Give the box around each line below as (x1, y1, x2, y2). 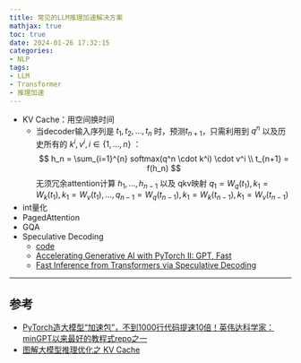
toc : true (9, 30, 47, 39)
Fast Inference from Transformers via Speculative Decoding (35, 260, 257, 271)
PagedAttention (21, 212, 81, 223)
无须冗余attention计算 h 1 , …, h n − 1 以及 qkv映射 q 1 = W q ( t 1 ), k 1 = (35, 177, 269, 191)
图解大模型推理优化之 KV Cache (21, 344, 141, 355)
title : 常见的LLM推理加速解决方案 (9, 13, 124, 22)
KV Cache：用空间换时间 (21, 114, 115, 125)
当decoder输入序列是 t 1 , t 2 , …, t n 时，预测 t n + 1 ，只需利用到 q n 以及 (35, 124, 279, 138)
